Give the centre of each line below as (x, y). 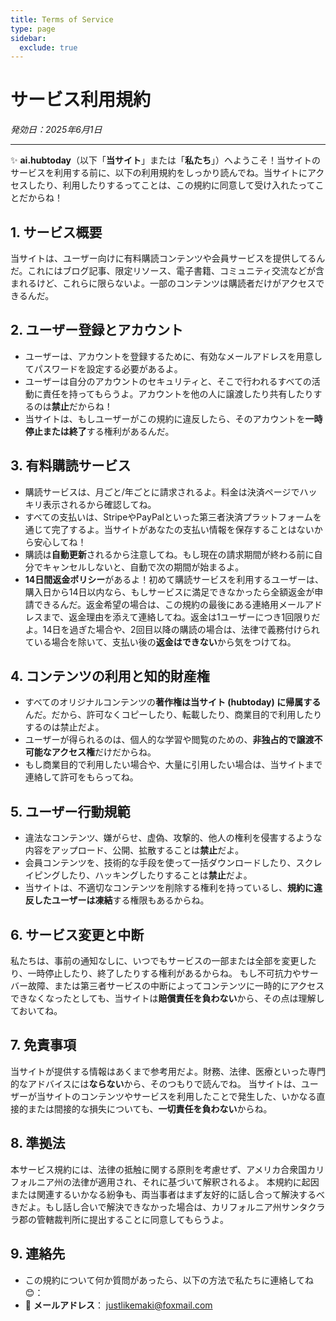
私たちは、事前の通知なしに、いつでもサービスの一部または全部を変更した (163, 961)
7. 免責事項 (43, 1045)
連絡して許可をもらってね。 (81, 777)
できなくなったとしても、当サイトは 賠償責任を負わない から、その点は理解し (167, 998)
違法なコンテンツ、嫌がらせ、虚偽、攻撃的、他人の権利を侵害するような (173, 838)
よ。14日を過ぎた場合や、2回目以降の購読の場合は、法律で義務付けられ (172, 629)
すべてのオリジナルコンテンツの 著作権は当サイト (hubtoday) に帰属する (173, 702)
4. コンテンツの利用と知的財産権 (110, 676)
